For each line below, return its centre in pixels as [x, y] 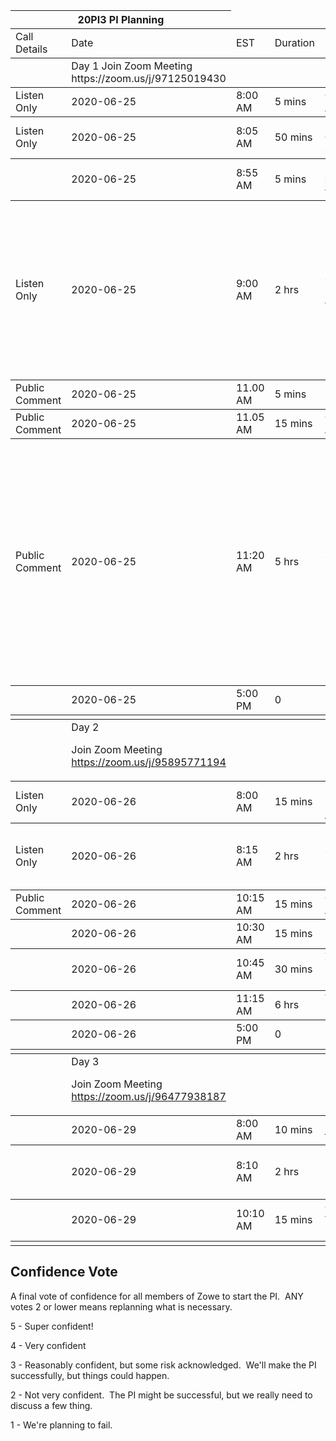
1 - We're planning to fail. [61, 1425]
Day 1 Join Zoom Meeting [132, 66]
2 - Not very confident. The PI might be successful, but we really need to [161, 1395]
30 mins [293, 969]
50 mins [293, 137]
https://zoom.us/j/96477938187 [149, 1096]
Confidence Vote [64, 1272]
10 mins [293, 1129]
